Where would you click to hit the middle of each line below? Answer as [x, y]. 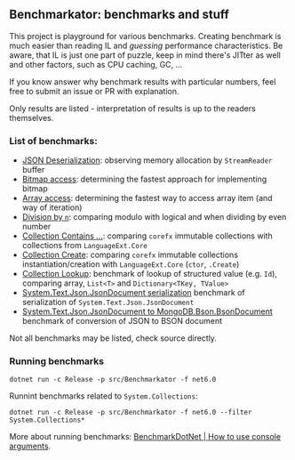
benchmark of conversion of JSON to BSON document [122, 321]
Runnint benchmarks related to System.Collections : [104, 396]
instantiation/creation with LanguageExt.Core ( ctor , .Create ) [131, 264]
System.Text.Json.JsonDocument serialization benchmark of [134, 293]
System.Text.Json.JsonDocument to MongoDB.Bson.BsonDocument [147, 311]
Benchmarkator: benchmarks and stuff [119, 15]
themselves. [32, 117]
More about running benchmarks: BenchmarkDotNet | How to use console [145, 437]
